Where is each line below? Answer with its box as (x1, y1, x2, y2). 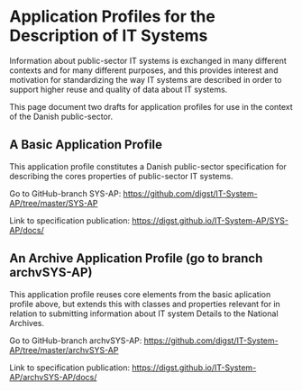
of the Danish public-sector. (9, 111, 114, 122)
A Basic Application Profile (9, 137, 163, 152)
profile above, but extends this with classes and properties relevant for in (9, 298, 281, 309)
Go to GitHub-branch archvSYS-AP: (9, 335, 142, 346)
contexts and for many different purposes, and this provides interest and (9, 65, 279, 76)
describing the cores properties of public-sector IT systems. (9, 170, 233, 181)
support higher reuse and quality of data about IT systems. (9, 84, 228, 95)
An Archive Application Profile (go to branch (9, 250, 263, 267)
